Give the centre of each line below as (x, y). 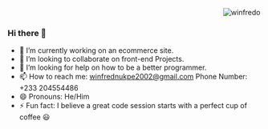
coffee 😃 (35, 117)
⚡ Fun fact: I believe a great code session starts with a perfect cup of (133, 106)
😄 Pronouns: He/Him (54, 97)
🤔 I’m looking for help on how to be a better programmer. (113, 67)
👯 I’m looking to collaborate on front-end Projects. (102, 59)
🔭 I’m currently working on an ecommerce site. (96, 50)
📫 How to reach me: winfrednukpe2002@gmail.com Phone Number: (133, 77)
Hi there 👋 (27, 33)
